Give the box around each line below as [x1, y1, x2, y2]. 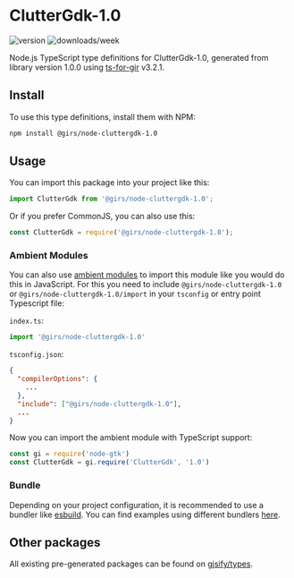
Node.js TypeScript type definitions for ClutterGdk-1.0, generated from [9, 52, 269, 63]
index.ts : [9, 315, 45, 327]
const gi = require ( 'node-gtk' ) [9, 449, 130, 459]
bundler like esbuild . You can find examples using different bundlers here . [9, 509, 281, 520]
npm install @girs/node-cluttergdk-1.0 [9, 129, 158, 138]
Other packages [9, 534, 101, 550]
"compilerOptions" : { [17, 375, 98, 384]
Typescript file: [9, 298, 65, 309]
